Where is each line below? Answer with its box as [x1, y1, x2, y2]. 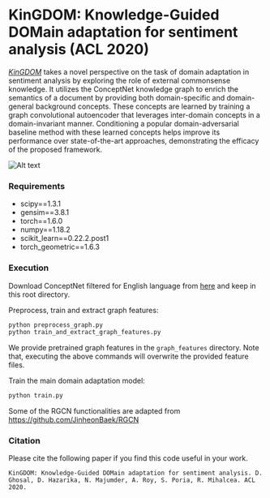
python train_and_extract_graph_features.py [8, 328, 161, 337]
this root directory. [8, 290, 71, 299]
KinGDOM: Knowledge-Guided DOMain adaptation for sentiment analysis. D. [8, 469, 264, 478]
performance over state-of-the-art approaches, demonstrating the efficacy [8, 135, 259, 145]
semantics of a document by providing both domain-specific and [8, 92, 225, 102]
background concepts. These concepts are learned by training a [35, 101, 251, 111]
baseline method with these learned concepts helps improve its [8, 127, 221, 137]
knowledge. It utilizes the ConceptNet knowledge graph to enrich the [8, 84, 239, 94]
